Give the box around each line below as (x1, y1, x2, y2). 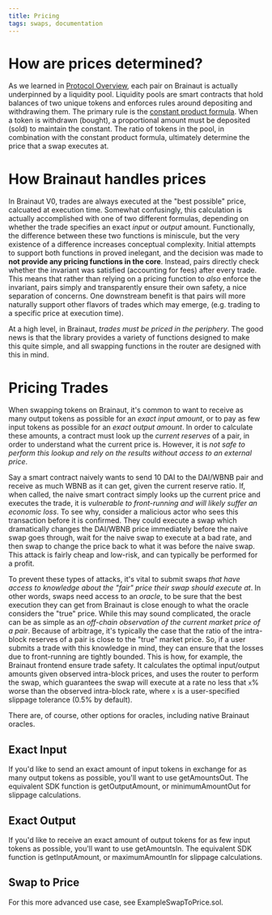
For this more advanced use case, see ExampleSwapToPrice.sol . (8, 897, 224, 907)
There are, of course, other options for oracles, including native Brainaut (8, 711, 249, 720)
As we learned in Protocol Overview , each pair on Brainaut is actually (8, 81, 239, 91)
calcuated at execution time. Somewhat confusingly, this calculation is (8, 205, 243, 215)
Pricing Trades (8, 378, 109, 397)
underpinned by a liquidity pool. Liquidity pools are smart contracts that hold (8, 90, 264, 100)
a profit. (8, 558, 35, 568)
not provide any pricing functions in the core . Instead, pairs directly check (8, 257, 260, 267)
